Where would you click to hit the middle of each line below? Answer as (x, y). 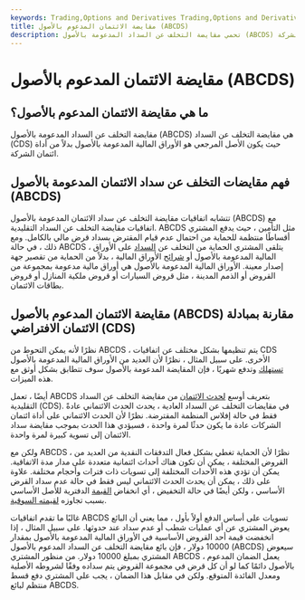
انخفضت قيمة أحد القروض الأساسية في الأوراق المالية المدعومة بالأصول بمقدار (142, 537)
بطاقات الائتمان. (37, 285)
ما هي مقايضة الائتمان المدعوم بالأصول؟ (110, 113)
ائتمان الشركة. (35, 154)
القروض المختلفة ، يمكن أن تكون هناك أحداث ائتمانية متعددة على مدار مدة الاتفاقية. (149, 462)
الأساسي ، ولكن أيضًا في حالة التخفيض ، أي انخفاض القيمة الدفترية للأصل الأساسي (148, 490)
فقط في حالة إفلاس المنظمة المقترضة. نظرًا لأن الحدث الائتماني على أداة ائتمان (144, 415)
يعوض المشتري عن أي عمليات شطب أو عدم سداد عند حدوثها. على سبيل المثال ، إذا (150, 527)
